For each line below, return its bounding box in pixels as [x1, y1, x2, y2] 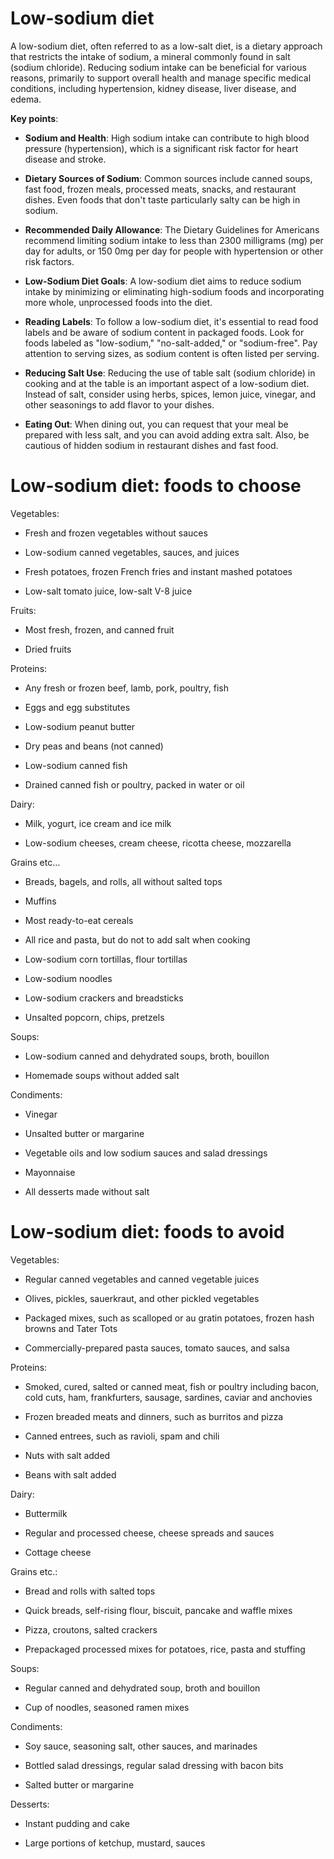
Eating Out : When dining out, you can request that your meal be [24, 418, 289, 430]
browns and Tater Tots [24, 1322, 118, 1334]
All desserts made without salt [24, 1185, 150, 1197]
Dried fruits [24, 643, 72, 655]
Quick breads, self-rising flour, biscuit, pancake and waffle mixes [24, 1604, 293, 1616]
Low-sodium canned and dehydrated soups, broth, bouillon [24, 1050, 270, 1062]
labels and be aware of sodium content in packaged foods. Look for [24, 326, 305, 338]
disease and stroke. [24, 153, 107, 165]
